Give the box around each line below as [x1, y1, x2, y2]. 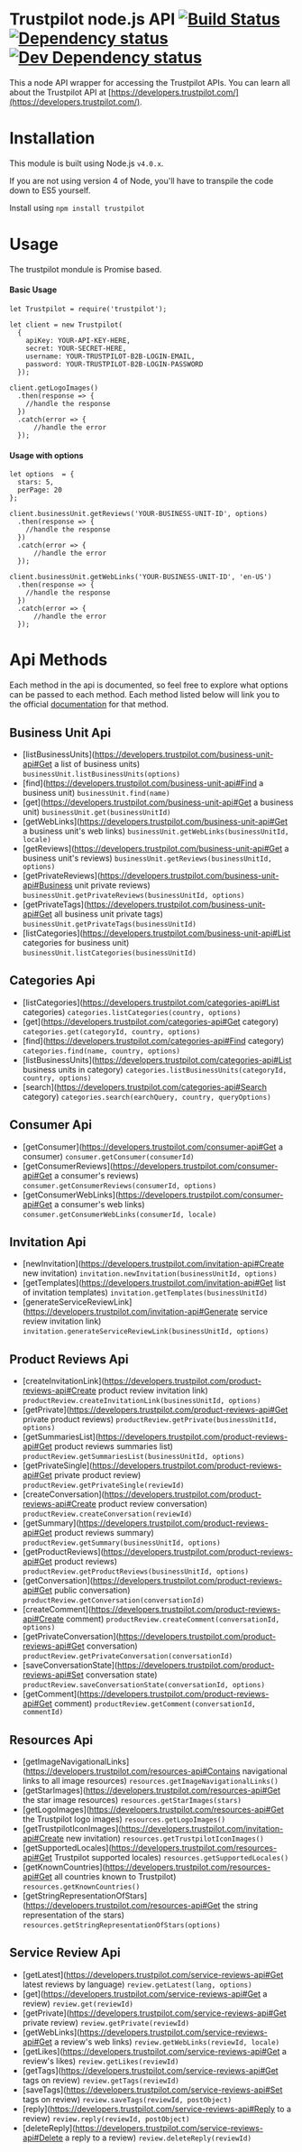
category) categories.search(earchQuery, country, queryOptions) [22, 1091, 272, 1102]
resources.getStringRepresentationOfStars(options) [22, 1921, 221, 1930]
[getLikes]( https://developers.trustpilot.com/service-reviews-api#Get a [22, 2046, 287, 2056]
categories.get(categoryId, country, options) [22, 1027, 201, 1037]
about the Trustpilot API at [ [9, 87, 112, 97]
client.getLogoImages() [9, 383, 99, 393]
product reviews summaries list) [53, 1441, 174, 1452]
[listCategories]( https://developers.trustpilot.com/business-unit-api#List [22, 928, 291, 938]
